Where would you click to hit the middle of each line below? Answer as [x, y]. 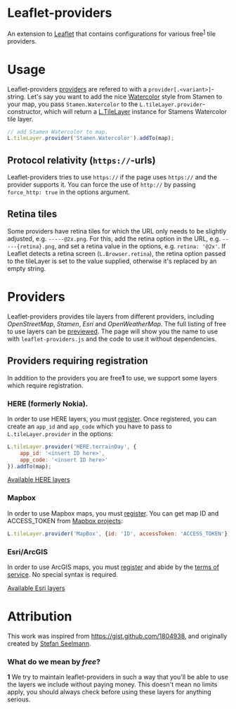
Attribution [40, 617]
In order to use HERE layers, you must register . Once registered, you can [112, 419]
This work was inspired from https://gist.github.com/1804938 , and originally [117, 636]
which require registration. [45, 385]
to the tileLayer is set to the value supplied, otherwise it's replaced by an [112, 261]
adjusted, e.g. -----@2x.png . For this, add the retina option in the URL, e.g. [114, 238]
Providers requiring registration [78, 361]
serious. [19, 700]
